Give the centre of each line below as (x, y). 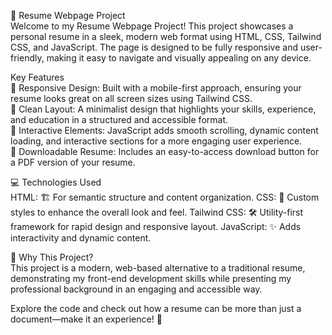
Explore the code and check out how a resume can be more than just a (156, 308)
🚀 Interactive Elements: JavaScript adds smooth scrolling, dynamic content (164, 130)
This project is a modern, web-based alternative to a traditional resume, (158, 268)
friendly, (27, 58)
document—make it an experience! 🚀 (86, 319)
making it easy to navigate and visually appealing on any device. (179, 58)
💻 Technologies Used (56, 182)
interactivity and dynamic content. (81, 238)
